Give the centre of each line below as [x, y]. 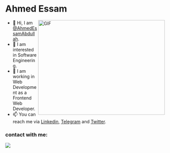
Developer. [24, 109]
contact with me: [27, 134]
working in [24, 76]
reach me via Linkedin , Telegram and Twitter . [59, 121]
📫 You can [24, 114]
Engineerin [24, 60]
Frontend [22, 98]
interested [23, 49]
